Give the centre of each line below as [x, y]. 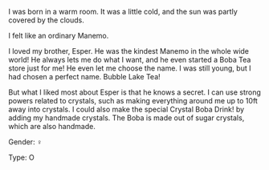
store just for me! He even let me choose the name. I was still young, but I [130, 68]
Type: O [21, 157]
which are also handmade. [52, 126]
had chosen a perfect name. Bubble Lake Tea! [84, 77]
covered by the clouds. [46, 20]
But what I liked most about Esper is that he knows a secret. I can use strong [134, 92]
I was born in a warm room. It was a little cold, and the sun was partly [123, 12]
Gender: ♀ [25, 142]
